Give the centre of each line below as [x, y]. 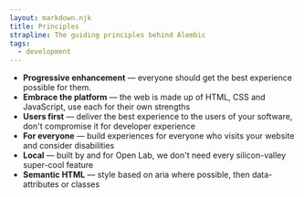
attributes [41, 184]
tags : [20, 43]
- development [44, 52]
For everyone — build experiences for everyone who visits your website [158, 136]
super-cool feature [58, 165]
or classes [80, 184]
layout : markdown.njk [51, 18]
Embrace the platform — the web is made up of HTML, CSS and [144, 98]
